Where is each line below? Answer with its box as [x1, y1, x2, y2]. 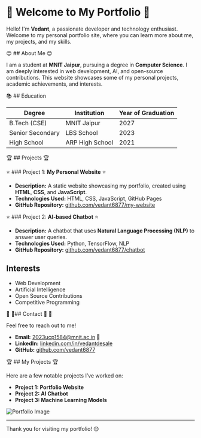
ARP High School [65, 138, 114, 146]
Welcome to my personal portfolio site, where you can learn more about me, [6, 31, 194, 38]
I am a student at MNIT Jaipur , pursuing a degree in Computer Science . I [6, 61, 187, 68]
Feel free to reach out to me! [6, 322, 77, 329]
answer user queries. [14, 233, 68, 240]
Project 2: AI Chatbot [14, 389, 69, 397]
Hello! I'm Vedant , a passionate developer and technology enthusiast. [6, 25, 178, 32]
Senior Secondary [9, 128, 60, 137]
